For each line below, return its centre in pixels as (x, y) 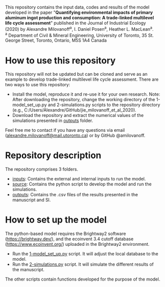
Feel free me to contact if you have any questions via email (65, 130)
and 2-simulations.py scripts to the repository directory (104, 105)
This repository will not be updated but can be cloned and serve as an (76, 74)
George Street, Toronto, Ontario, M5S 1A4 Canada (56, 40)
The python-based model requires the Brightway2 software (65, 234)
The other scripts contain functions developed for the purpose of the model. (83, 279)
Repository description (53, 155)
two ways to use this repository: (38, 85)
